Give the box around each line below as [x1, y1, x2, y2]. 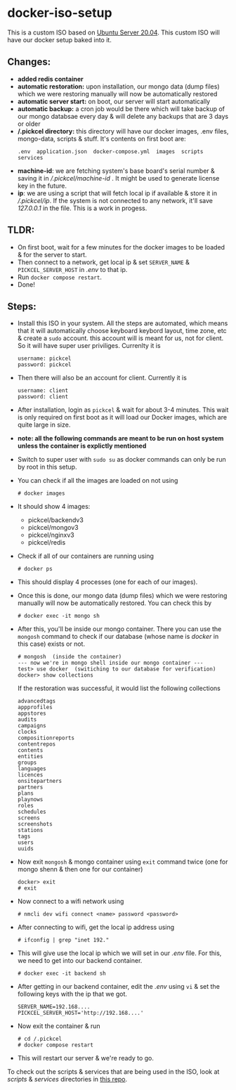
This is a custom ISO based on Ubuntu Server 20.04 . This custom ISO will [7, 28, 220, 37]
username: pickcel [17, 355, 72, 363]
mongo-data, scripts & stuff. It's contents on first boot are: [17, 134, 186, 143]
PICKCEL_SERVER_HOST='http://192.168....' [17, 1010, 144, 1017]
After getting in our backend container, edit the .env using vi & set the [17, 982, 220, 991]
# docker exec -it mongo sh [17, 613, 100, 620]
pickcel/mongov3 [27, 524, 79, 532]
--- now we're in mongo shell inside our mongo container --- [17, 659, 204, 667]
